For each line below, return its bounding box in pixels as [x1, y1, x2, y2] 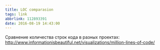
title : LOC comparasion [5, 7, 54, 12]
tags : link [5, 12, 27, 17]
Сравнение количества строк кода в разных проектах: [5, 34, 120, 40]
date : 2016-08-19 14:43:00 [5, 21, 60, 26]
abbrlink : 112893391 [5, 16, 47, 21]
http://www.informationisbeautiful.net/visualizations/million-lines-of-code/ [5, 40, 155, 46]
